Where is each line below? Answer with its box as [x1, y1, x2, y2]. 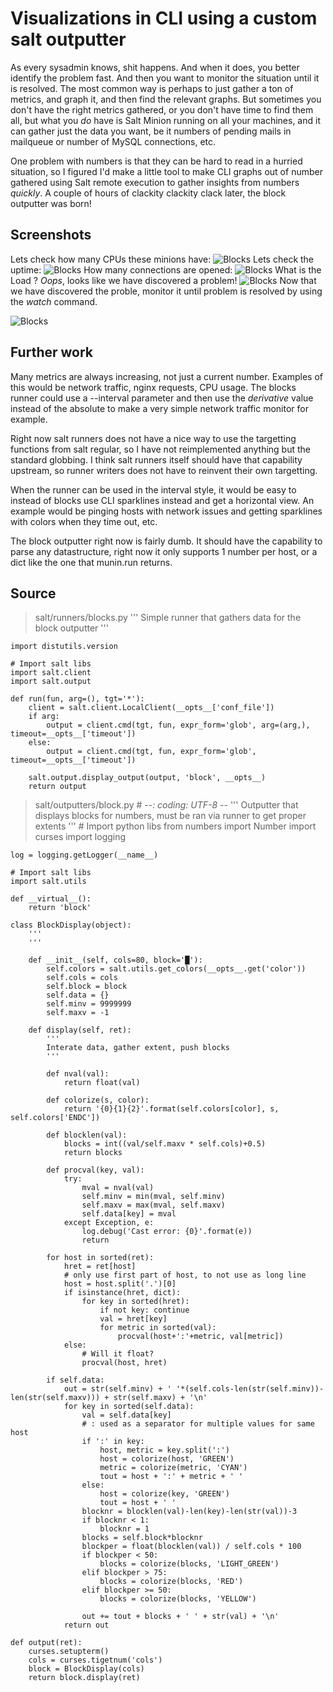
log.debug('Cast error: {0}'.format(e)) [81, 1227, 253, 1237]
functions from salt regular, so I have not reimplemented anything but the [10, 443, 312, 455]
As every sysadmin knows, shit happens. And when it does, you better [10, 61, 300, 73]
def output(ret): [10, 1638, 83, 1648]
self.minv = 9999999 [46, 999, 132, 1009]
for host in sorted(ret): [46, 1253, 155, 1263]
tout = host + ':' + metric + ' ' [99, 1472, 244, 1482]
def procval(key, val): [46, 1165, 145, 1176]
